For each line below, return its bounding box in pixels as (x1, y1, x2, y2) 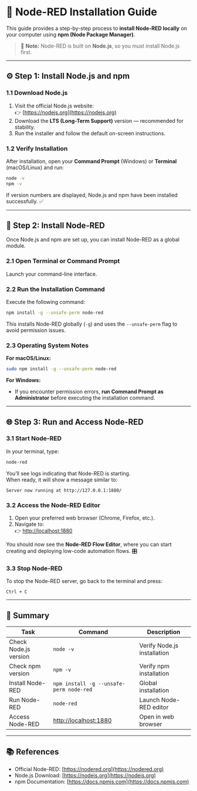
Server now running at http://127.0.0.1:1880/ (6, 487, 122, 493)
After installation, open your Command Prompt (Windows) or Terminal (6, 157, 177, 165)
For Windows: (6, 377, 41, 384)
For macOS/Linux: (6, 355, 51, 362)
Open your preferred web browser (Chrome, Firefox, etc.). (14, 514, 155, 521)
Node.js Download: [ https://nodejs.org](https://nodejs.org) (14, 772, 157, 779)
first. (20, 48, 32, 55)
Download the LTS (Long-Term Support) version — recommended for (14, 117, 184, 124)
